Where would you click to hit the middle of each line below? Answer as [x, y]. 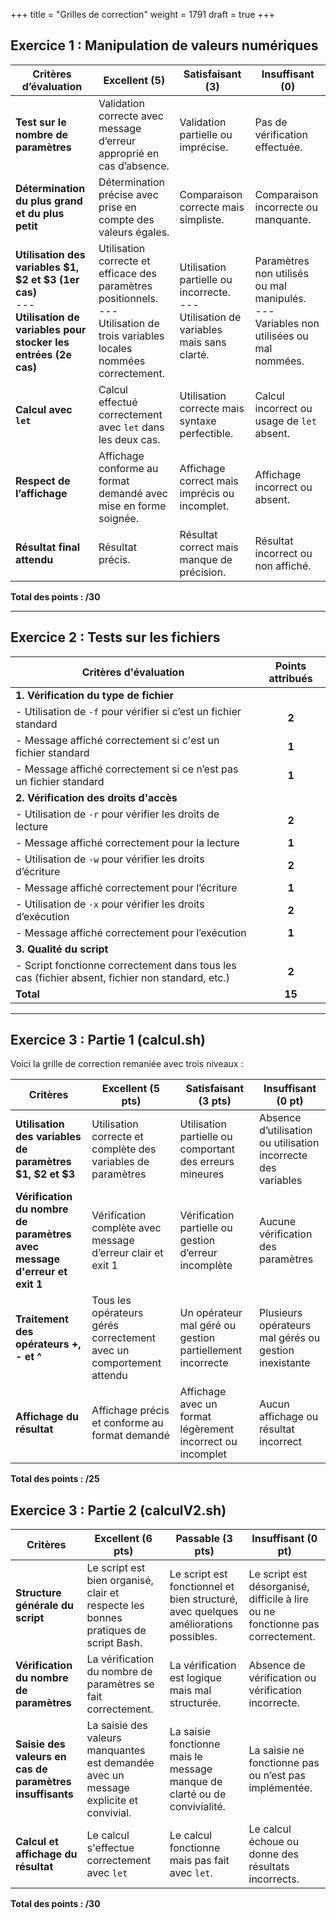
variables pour [51, 329]
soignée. [119, 518]
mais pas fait [199, 1861]
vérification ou [282, 1678]
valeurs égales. [134, 232]
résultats [269, 1867]
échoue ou [274, 1842]
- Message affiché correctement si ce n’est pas [127, 769]
